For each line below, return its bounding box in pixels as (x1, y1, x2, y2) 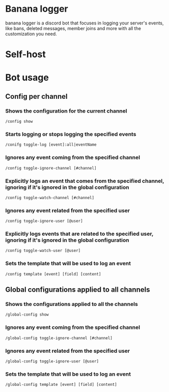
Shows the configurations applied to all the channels (5, 301, 138, 308)
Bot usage (5, 72, 49, 83)
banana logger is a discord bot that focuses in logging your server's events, (5, 20, 164, 26)
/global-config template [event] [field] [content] (5, 382, 117, 387)
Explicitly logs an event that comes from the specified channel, (5, 177, 164, 184)
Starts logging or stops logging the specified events (5, 130, 136, 137)
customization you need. (5, 31, 57, 37)
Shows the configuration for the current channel (5, 107, 127, 115)
